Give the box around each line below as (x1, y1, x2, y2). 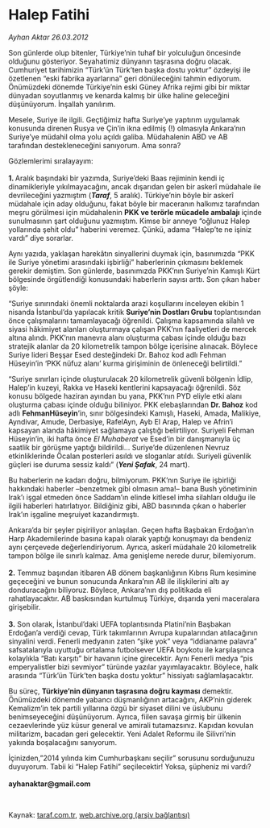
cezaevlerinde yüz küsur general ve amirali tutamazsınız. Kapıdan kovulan (8, 720, 254, 730)
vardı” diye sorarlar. (8, 233, 74, 242)
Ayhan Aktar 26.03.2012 (8, 32, 89, 42)
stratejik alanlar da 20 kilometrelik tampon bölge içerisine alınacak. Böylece (8, 341, 258, 351)
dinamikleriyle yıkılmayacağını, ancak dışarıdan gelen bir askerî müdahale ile (8, 181, 262, 191)
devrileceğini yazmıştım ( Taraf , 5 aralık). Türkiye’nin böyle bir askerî (8, 190, 234, 200)
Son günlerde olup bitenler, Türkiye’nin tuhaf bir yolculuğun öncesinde (8, 48, 242, 57)
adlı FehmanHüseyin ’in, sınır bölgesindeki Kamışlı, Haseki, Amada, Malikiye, (8, 408, 261, 418)
